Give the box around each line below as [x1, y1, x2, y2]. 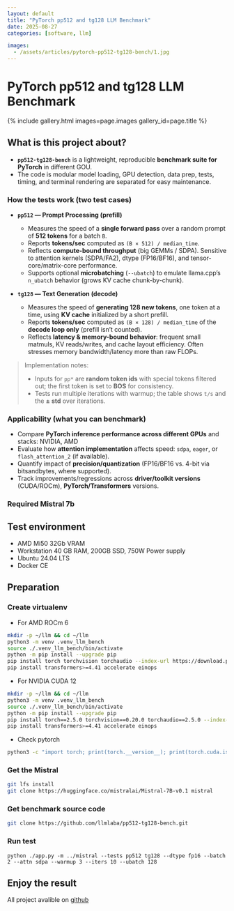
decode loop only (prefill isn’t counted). [27, 326, 143, 334]
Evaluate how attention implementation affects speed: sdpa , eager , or [17, 445, 218, 453]
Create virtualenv [7, 602, 68, 612]
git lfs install [7, 781, 54, 788]
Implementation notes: [24, 361, 89, 369]
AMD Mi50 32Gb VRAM [17, 539, 86, 548]
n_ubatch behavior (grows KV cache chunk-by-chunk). [27, 276, 185, 284]
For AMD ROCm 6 [17, 618, 69, 627]
